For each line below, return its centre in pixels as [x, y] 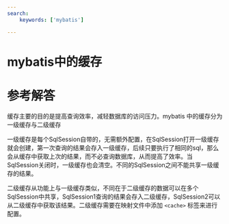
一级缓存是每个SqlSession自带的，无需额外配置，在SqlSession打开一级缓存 [113, 139]
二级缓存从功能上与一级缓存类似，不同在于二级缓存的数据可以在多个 [103, 188]
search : [18, 13]
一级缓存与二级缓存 [34, 125]
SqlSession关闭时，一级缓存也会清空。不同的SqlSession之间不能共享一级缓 [113, 164]
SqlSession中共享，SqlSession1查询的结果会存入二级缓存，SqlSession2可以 [114, 197]
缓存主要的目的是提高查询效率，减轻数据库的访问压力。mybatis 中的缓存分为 [115, 116]
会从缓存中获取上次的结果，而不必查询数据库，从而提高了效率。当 [100, 156]
